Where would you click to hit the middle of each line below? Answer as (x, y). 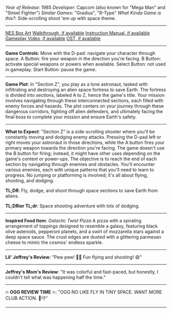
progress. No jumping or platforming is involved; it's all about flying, (77, 175)
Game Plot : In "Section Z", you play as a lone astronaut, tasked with (77, 84)
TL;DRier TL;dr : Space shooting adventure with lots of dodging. (72, 206)
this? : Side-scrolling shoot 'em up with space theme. (61, 18)
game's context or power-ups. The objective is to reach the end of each (81, 159)
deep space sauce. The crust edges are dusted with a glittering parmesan (83, 237)
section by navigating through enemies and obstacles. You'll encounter (80, 164)
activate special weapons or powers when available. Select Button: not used (86, 64)
